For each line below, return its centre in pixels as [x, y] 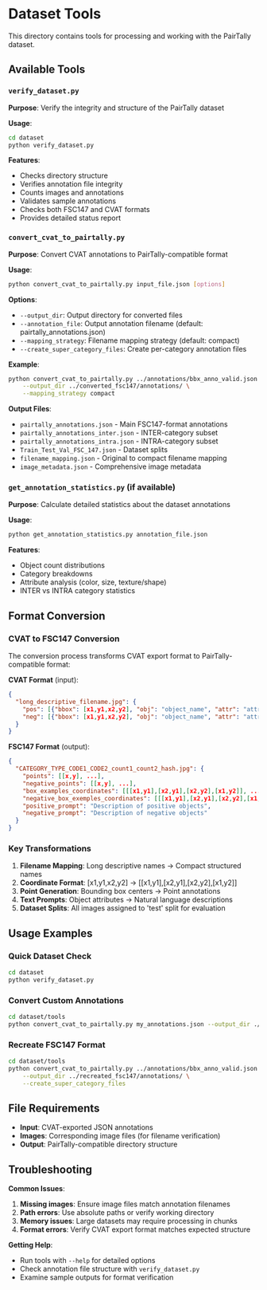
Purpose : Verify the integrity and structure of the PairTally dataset [116, 108]
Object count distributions [62, 565]
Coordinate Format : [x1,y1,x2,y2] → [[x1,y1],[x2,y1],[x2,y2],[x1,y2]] [128, 883]
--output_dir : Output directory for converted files [101, 315]
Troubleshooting [50, 1169]
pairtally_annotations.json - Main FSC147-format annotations [124, 424]
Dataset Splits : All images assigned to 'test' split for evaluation [122, 908]
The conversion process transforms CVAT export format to [104, 656]
